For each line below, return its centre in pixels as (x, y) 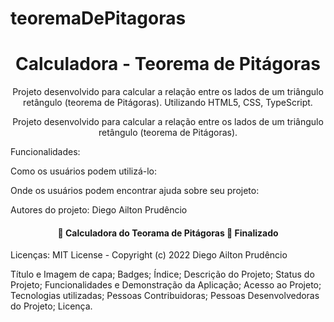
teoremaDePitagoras (98, 18)
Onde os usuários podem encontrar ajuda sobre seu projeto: (135, 191)
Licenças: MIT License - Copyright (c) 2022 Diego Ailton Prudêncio (149, 255)
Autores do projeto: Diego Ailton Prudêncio (99, 210)
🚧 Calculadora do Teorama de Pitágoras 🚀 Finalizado (168, 233)
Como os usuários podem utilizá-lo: (84, 171)
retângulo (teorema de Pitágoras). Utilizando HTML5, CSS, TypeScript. (168, 103)
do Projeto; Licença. (51, 306)
